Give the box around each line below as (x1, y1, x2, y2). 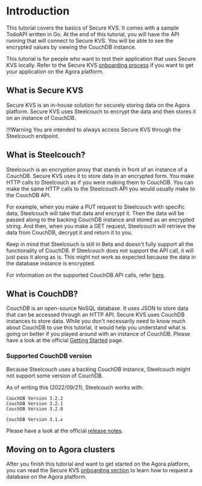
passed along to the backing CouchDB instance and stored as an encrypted (6, 216, 195, 223)
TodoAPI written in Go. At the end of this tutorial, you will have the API (6, 30, 180, 37)
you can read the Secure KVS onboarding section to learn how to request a (6, 467, 193, 474)
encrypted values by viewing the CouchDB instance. (6, 43, 137, 51)
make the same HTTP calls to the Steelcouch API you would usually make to (6, 185, 195, 192)
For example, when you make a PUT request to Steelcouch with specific (6, 203, 185, 210)
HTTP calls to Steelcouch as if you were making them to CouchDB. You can (6, 178, 194, 186)
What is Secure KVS (6, 86, 83, 96)
